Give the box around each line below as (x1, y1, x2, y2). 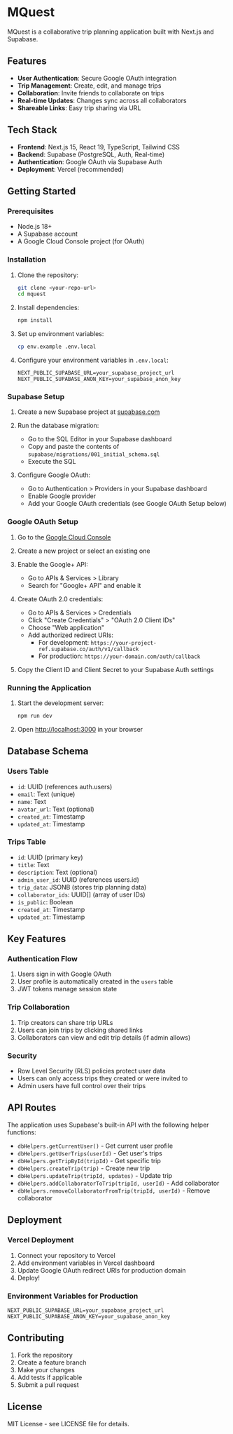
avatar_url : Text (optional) (17, 805, 94, 813)
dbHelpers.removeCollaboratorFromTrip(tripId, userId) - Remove (17, 1186, 211, 1195)
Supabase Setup (7, 391, 65, 401)
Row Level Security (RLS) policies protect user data (17, 1067, 166, 1075)
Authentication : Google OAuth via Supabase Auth (17, 157, 162, 166)
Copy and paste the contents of (27, 443, 120, 451)
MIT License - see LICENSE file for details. (7, 1419, 129, 1428)
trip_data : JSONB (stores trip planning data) (17, 883, 147, 891)
